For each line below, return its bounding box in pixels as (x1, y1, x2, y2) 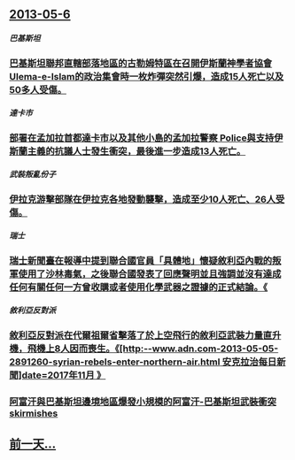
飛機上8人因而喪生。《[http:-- (27, 342, 153, 355)
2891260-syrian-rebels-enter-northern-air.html (9, 356, 221, 368)
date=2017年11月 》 (21, 369, 106, 381)
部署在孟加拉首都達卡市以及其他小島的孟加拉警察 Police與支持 (9, 132, 275, 144)
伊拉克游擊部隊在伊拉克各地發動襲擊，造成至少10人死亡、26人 (9, 194, 276, 206)
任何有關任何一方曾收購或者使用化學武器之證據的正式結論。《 (9, 281, 268, 294)
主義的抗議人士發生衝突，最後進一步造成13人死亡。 (27, 145, 246, 157)
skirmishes (9, 407, 58, 419)
